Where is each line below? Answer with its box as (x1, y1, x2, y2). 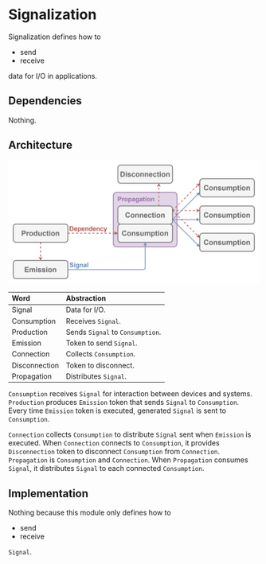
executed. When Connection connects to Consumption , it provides (8, 438, 221, 448)
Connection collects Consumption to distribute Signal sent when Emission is (8, 430, 252, 439)
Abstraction (65, 294, 106, 303)
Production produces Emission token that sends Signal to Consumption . (8, 398, 240, 407)
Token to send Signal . (65, 338, 138, 348)
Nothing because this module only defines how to (8, 508, 171, 518)
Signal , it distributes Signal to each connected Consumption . (8, 464, 205, 473)
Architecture (8, 138, 73, 152)
